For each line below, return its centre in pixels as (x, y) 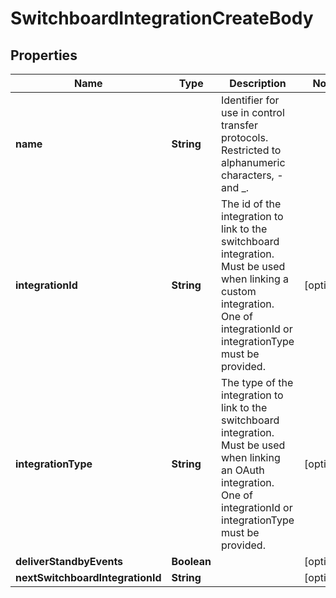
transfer (239, 125)
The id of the (251, 204)
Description (258, 83)
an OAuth (243, 470)
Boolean (191, 561)
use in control (253, 112)
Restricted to (251, 150)
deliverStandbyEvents (69, 561)
